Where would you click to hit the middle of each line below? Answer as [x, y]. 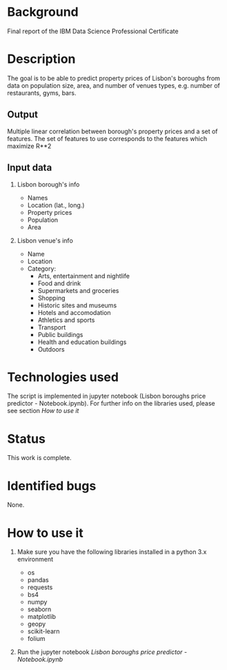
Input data [30, 167]
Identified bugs [52, 486]
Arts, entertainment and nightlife [83, 276]
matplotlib [42, 617]
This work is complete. [39, 458]
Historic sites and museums [77, 305]
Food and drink [59, 283]
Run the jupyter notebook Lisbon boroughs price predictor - [102, 652]
